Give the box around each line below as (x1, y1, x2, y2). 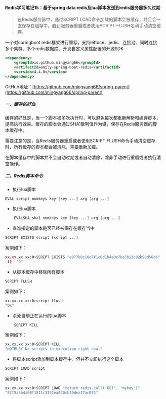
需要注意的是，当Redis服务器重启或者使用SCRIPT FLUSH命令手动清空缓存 (5, 137, 156, 143)
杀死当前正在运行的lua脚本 (12, 313, 67, 319)
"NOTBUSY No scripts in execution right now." (5, 346, 103, 352)
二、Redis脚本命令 (5, 173, 43, 179)
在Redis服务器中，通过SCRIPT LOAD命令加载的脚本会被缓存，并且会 (17, 16, 157, 22)
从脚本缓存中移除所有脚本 (12, 268, 65, 275)
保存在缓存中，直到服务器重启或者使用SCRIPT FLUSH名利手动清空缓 (21, 23, 161, 29)
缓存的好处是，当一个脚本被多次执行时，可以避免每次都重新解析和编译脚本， (5, 115, 161, 121)
